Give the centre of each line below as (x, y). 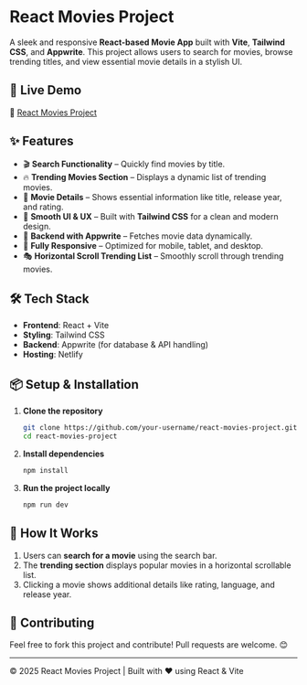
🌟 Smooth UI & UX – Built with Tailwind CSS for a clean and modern (150, 216)
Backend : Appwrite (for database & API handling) (115, 345)
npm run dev (45, 505)
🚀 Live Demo (46, 90)
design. (37, 226)
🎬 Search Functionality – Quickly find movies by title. (124, 164)
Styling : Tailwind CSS (64, 335)
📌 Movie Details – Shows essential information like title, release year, (152, 197)
